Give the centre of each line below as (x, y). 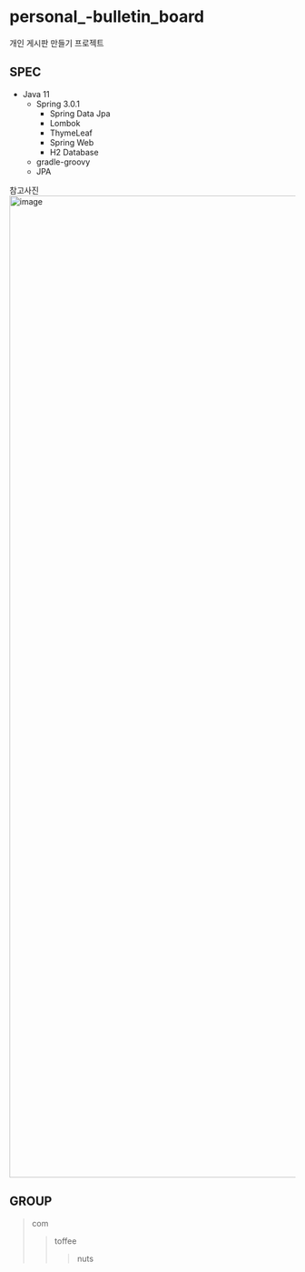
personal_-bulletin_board (107, 17)
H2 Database (74, 152)
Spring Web (72, 142)
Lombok (65, 123)
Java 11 (36, 94)
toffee (65, 1241)
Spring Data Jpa (80, 113)
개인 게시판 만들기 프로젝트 (57, 43)
